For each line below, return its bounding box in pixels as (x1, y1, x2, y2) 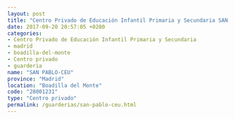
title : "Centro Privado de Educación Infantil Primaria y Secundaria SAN (7, 17, 229, 24)
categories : (7, 29, 42, 37)
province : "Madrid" (7, 75, 65, 83)
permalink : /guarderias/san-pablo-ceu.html (7, 101, 137, 108)
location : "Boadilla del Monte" (7, 82, 102, 89)
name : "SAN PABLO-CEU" (7, 69, 74, 76)
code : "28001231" (7, 88, 58, 95)
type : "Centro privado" (7, 95, 77, 102)
